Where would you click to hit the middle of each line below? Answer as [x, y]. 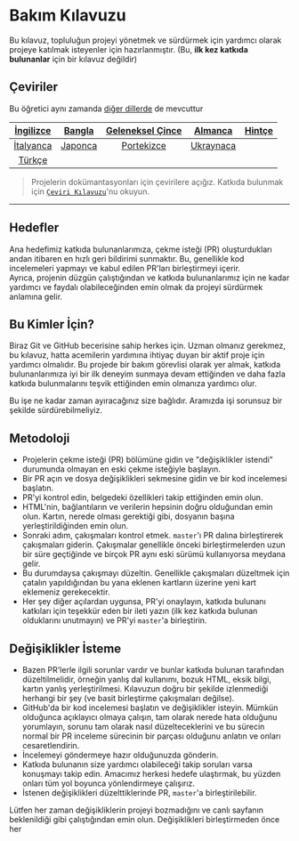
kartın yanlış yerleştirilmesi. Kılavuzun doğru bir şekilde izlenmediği [145, 689]
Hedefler [34, 228]
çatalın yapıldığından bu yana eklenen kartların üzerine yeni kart [139, 583]
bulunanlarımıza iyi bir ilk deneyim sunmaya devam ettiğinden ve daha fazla [148, 374]
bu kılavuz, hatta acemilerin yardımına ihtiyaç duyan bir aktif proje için [137, 355]
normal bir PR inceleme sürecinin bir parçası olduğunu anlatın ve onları [151, 736]
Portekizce [144, 145]
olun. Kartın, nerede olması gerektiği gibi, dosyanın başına [128, 516]
